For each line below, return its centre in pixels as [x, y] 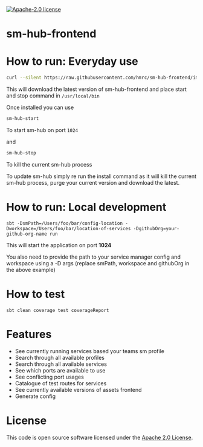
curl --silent [24, 78]
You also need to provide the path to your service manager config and [94, 257]
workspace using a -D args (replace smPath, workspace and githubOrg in [98, 263]
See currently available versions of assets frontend [78, 389]
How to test [36, 294]
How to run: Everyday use [72, 61]
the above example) [31, 270]
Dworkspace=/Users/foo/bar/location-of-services [69, 228]
